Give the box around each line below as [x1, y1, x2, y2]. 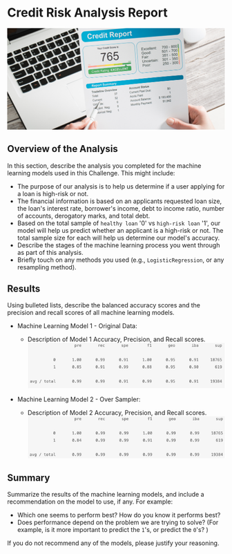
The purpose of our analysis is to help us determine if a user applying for [17, 182, 225, 191]
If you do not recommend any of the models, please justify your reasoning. [7, 539, 220, 547]
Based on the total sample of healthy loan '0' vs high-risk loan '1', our [17, 219, 221, 227]
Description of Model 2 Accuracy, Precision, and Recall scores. [27, 408, 207, 417]
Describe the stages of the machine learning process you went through [17, 240, 220, 249]
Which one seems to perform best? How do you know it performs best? [17, 511, 221, 519]
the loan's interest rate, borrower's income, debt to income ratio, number [17, 204, 224, 212]
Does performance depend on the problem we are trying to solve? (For [17, 518, 219, 526]
